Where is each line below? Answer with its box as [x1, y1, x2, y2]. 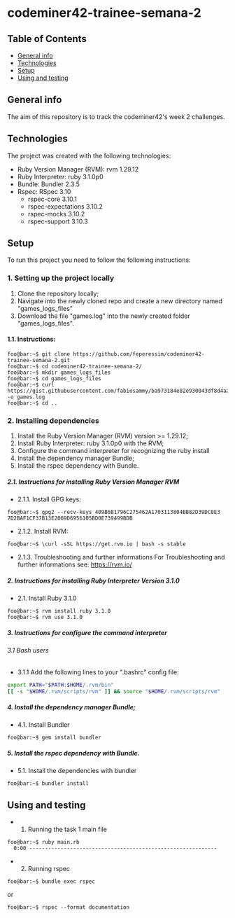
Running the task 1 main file [27, 825, 107, 834]
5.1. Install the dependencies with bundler [17, 767, 137, 775]
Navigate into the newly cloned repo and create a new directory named [17, 296, 222, 305]
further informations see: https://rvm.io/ [17, 560, 133, 569]
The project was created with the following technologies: [7, 151, 171, 160]
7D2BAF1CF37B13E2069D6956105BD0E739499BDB [7, 515, 133, 522]
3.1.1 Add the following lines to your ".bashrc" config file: [17, 667, 180, 676]
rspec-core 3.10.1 [27, 195, 77, 203]
